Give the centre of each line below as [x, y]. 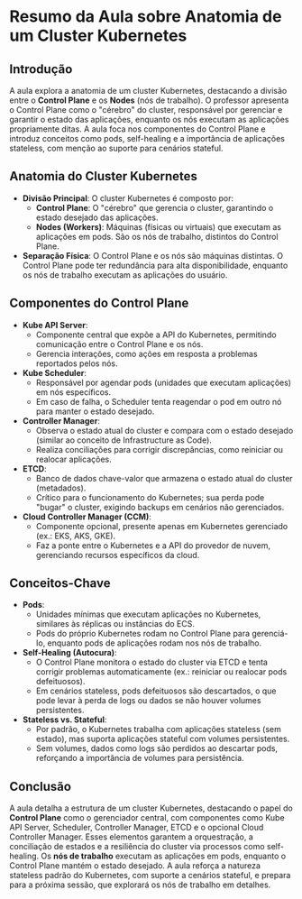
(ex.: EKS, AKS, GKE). [75, 536]
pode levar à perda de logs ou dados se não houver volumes [148, 701]
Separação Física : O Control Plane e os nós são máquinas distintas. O [153, 255]
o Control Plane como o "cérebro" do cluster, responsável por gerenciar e [146, 110]
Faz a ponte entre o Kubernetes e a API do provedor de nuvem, [153, 545]
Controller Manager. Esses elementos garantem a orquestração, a [132, 837]
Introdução [41, 69]
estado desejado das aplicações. [97, 217]
